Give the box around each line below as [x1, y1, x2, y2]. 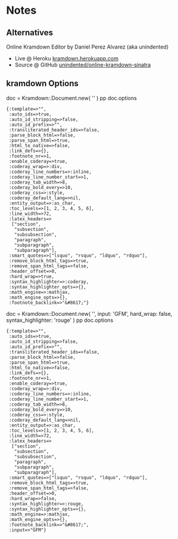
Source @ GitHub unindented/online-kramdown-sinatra [14, 61, 151, 68]
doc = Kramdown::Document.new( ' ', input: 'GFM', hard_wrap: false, [6, 310, 173, 317]
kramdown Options [6, 78, 79, 89]
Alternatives [6, 28, 54, 38]
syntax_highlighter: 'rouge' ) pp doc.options [6, 316, 114, 324]
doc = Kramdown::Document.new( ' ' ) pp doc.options [6, 94, 137, 102]
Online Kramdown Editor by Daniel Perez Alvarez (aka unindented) [6, 43, 169, 50]
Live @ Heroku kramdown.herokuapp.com [14, 55, 119, 62]
